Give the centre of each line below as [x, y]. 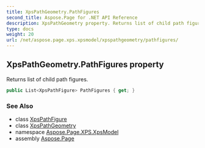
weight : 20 [20, 35]
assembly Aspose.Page [45, 138]
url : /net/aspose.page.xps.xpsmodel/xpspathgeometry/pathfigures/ [92, 40]
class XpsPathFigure [41, 119]
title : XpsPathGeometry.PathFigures [53, 12]
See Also [20, 106]
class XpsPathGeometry [45, 126]
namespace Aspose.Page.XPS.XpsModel [67, 132]
